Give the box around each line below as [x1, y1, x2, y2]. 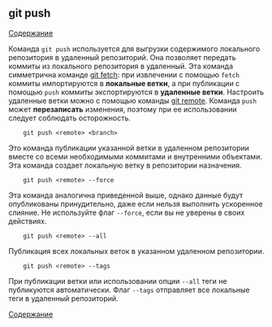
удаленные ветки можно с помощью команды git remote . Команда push [8, 95, 257, 105]
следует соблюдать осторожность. [8, 113, 132, 123]
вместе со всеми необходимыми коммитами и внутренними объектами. [8, 151, 262, 161]
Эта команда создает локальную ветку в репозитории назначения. [8, 160, 242, 170]
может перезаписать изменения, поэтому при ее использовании [8, 104, 237, 114]
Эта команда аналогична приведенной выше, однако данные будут [8, 190, 244, 200]
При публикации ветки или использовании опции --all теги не [8, 276, 227, 286]
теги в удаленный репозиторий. [8, 293, 119, 303]
